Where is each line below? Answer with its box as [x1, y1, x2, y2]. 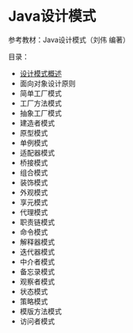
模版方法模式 [19, 306, 62, 316]
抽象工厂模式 [19, 108, 62, 117]
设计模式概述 [19, 68, 62, 78]
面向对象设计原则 [19, 78, 76, 88]
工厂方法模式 [19, 98, 62, 108]
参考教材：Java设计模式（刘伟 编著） [8, 35, 131, 44]
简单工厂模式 [19, 88, 62, 98]
